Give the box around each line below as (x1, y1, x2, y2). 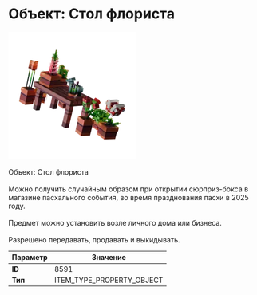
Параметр (11, 253, 48, 262)
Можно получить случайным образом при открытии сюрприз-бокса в (8, 184, 249, 194)
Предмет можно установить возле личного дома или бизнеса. (8, 218, 222, 227)
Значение (91, 253, 126, 262)
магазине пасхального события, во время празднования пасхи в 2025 (8, 192, 249, 202)
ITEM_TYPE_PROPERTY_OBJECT (54, 275, 164, 285)
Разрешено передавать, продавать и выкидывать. (8, 234, 181, 244)
